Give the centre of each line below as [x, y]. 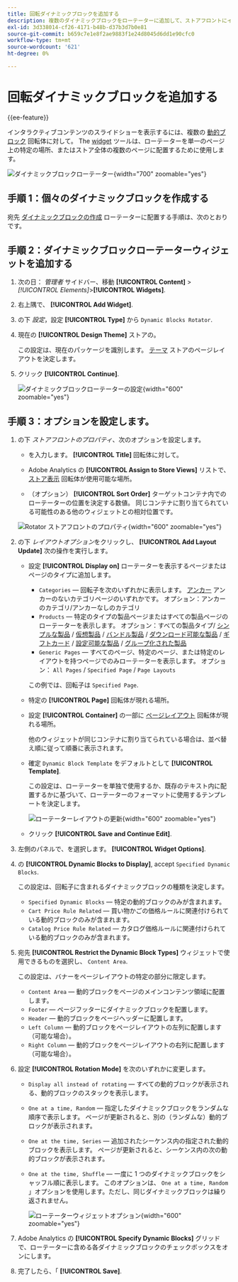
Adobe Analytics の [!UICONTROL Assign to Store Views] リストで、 [129, 470]
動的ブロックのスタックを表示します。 [96, 1093]
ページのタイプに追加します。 [71, 575]
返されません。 [50, 1201]
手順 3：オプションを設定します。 [81, 421]
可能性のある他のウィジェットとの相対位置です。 [106, 512]
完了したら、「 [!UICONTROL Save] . [70, 1271]
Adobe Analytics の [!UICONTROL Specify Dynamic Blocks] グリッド [119, 1239]
